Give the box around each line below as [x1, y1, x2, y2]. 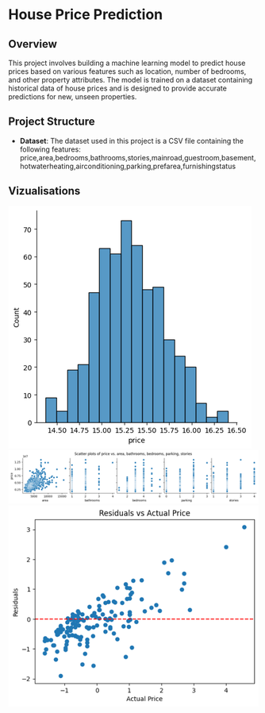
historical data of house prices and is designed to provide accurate [8, 83, 228, 93]
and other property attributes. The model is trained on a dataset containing [8, 75, 253, 84]
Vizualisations [8, 184, 81, 198]
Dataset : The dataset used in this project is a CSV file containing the [19, 136, 244, 145]
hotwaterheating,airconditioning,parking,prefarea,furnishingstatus [19, 161, 236, 171]
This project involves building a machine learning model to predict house [8, 58, 246, 67]
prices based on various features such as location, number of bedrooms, [8, 67, 247, 76]
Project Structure [8, 115, 95, 129]
